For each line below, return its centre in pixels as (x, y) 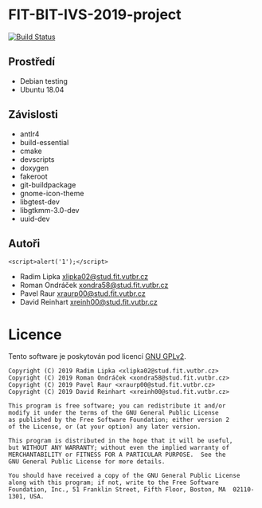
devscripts (37, 159)
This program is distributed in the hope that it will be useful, (121, 441)
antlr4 (29, 134)
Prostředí (32, 62)
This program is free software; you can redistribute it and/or (117, 406)
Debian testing (43, 81)
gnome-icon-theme (52, 193)
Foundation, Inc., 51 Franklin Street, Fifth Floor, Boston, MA (117, 490)
